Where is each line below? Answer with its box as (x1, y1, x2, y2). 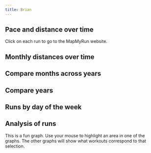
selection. (5, 143, 25, 149)
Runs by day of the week (5, 103, 82, 111)
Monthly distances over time (5, 53, 95, 61)
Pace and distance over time (5, 26, 94, 34)
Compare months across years (5, 69, 101, 78)
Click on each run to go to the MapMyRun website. (5, 38, 108, 44)
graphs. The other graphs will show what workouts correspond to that (5, 138, 146, 144)
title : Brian (5, 7, 32, 12)
